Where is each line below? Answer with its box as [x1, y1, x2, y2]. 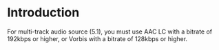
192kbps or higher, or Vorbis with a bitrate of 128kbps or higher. [7, 34, 188, 42]
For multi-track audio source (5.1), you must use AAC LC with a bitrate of [7, 27, 213, 36]
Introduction [7, 5, 80, 21]
